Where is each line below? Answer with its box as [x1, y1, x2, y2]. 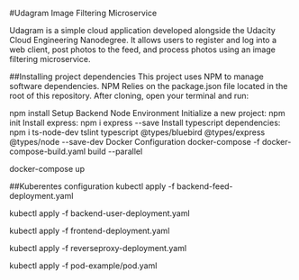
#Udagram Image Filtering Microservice [9, 8, 158, 18]
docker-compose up [9, 164, 86, 174]
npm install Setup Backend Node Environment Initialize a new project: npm [9, 108, 285, 118]
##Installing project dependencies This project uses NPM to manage [9, 71, 264, 82]
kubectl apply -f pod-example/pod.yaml [9, 260, 158, 271]
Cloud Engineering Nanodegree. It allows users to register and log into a [9, 35, 277, 45]
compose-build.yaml [9, 146, 86, 157]
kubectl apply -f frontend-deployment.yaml [9, 225, 170, 236]
